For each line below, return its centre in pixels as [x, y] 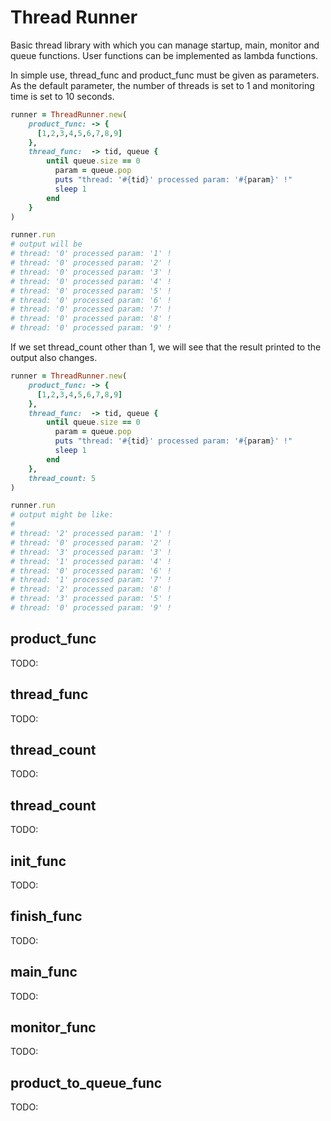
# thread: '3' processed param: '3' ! [91, 552]
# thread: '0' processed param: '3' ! [91, 272]
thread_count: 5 [62, 478]
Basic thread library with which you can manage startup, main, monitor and [165, 45]
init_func [38, 861]
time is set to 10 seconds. [62, 96]
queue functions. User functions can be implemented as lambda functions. [164, 55]
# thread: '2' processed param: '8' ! [91, 589]
